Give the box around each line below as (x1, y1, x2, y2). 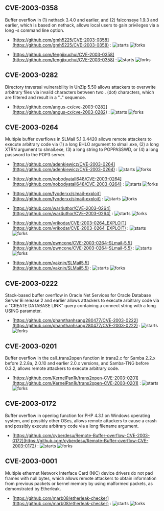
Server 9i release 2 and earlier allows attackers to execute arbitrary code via (5, 297, 159, 303)
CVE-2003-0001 (5, 457, 57, 465)
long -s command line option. (5, 27, 65, 33)
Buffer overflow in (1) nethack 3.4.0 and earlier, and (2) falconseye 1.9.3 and (5, 17, 158, 23)
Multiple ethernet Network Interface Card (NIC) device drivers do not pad (5, 470, 153, 476)
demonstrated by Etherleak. (5, 486, 61, 491)
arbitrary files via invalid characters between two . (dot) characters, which (5, 89, 154, 95)
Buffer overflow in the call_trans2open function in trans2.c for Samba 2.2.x (5, 355, 156, 361)
